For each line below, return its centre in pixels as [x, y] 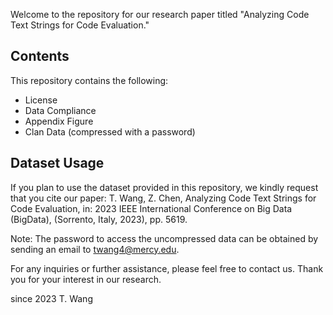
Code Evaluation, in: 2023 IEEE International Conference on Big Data [151, 208]
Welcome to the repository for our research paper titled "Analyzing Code [160, 14]
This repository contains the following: [89, 80]
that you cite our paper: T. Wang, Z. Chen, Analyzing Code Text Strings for [163, 198]
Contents [40, 56]
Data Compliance [60, 110]
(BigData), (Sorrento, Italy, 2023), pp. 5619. [99, 219]
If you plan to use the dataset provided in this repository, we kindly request [164, 187]
